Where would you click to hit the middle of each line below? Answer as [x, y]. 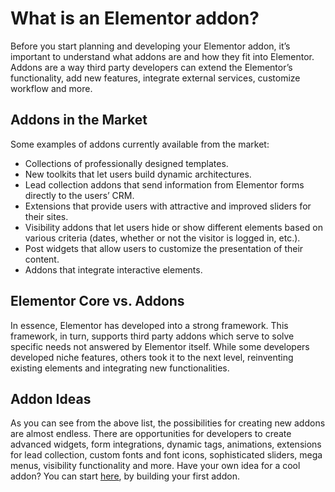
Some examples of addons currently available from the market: [140, 144]
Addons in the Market [79, 120]
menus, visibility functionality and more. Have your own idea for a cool [155, 466]
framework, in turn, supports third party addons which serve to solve [152, 336]
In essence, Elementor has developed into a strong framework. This [149, 325]
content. [42, 259]
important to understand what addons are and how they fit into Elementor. [162, 56]
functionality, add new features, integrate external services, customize [155, 78]
